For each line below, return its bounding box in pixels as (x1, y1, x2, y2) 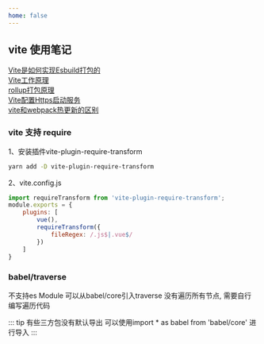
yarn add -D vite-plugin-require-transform (8, 162, 155, 171)
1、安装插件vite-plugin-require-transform (8, 146, 143, 156)
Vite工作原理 (8, 75, 49, 85)
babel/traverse (8, 272, 67, 283)
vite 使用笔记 (8, 43, 72, 56)
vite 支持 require (8, 127, 72, 138)
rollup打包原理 (8, 85, 55, 95)
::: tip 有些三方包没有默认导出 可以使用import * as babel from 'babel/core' (8, 317, 248, 327)
